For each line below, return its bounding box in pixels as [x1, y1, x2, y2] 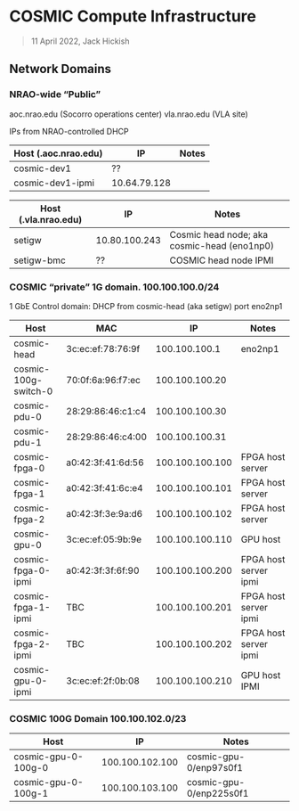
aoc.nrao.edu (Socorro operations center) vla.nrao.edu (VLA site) [9, 109, 248, 119]
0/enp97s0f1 [186, 762, 243, 774]
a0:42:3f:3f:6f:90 [66, 564, 140, 577]
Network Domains [9, 61, 112, 77]
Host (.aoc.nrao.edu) [13, 147, 103, 160]
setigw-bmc [13, 254, 67, 266]
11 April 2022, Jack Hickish [30, 36, 130, 46]
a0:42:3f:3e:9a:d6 [66, 507, 143, 520]
